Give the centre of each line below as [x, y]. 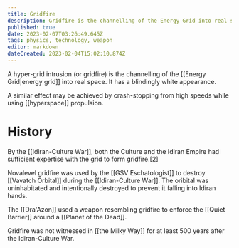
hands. [17, 195]
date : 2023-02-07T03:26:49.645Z [55, 34]
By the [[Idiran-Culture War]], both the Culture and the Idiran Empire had [113, 151]
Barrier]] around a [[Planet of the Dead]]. [67, 217]
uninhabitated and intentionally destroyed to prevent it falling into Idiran [112, 188]
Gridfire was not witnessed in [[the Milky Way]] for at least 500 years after [116, 231]
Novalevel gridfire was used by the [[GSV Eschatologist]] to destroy [106, 172]
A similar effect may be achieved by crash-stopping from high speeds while [118, 95]
